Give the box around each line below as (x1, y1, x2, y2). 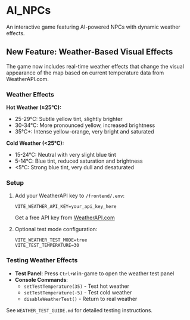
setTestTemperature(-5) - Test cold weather (23, 288, 132, 296)
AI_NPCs (6, 4, 51, 17)
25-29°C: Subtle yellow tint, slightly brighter (14, 116, 123, 123)
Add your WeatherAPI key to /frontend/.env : (14, 192, 125, 200)
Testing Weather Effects (6, 256, 78, 265)
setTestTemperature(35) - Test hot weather (23, 282, 130, 290)
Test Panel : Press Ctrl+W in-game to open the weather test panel (14, 269, 175, 277)
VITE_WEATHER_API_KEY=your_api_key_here (14, 204, 117, 210)
